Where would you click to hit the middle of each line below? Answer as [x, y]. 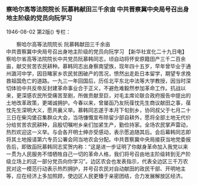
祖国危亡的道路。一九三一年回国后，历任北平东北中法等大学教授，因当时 [98, 81]
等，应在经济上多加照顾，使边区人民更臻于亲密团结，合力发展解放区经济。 [96, 176]
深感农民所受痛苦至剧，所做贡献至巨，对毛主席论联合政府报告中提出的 [106, 95]
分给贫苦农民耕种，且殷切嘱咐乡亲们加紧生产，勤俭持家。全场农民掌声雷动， [98, 125]
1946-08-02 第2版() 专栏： [39, 32]
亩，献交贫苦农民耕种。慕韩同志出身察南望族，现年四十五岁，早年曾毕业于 [96, 66]
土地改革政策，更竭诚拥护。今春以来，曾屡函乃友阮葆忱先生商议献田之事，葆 [98, 103]
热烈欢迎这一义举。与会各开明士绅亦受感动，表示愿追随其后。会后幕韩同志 [96, 132]
